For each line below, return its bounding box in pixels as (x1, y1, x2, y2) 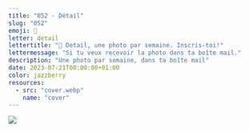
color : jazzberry (8, 71, 66, 79)
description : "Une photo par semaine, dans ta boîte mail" (8, 57, 210, 65)
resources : (8, 78, 45, 86)
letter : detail (8, 34, 59, 42)
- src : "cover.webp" (15, 86, 84, 94)
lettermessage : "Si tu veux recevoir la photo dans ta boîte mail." (8, 49, 242, 57)
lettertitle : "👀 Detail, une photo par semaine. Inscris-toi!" (8, 42, 224, 50)
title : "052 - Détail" (8, 11, 84, 20)
